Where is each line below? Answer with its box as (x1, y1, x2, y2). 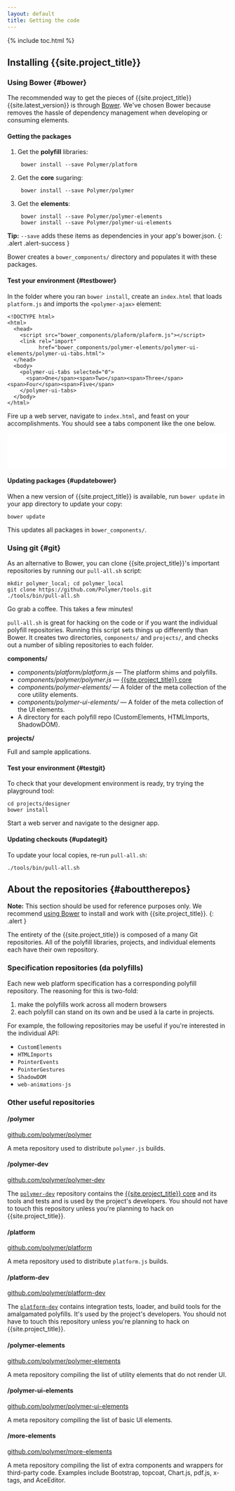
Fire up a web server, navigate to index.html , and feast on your (7, 411, 189, 420)
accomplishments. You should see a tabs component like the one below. (7, 419, 216, 428)
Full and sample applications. (7, 748, 91, 756)
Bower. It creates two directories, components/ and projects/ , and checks (7, 634, 219, 642)
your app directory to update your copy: (7, 499, 123, 508)
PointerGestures (17, 1066, 65, 1073)
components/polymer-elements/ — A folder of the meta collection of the (17, 683, 227, 691)
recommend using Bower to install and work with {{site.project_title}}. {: (7, 909, 214, 918)
